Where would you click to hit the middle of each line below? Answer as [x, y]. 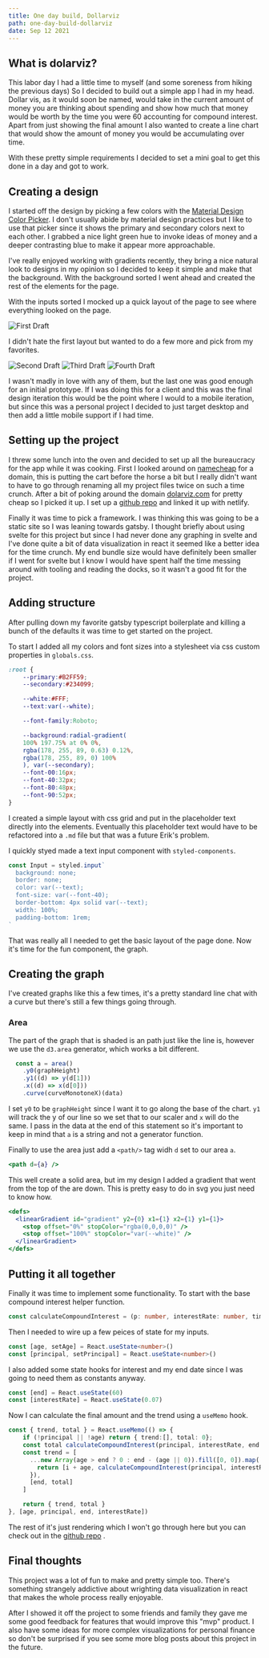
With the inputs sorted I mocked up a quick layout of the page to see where [132, 301]
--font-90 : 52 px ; [50, 795]
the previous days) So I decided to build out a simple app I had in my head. [131, 91]
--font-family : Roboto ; [60, 721]
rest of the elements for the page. [64, 286]
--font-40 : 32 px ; [50, 780]
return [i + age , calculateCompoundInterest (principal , [132, 1467]
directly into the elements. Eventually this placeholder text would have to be [133, 826]
